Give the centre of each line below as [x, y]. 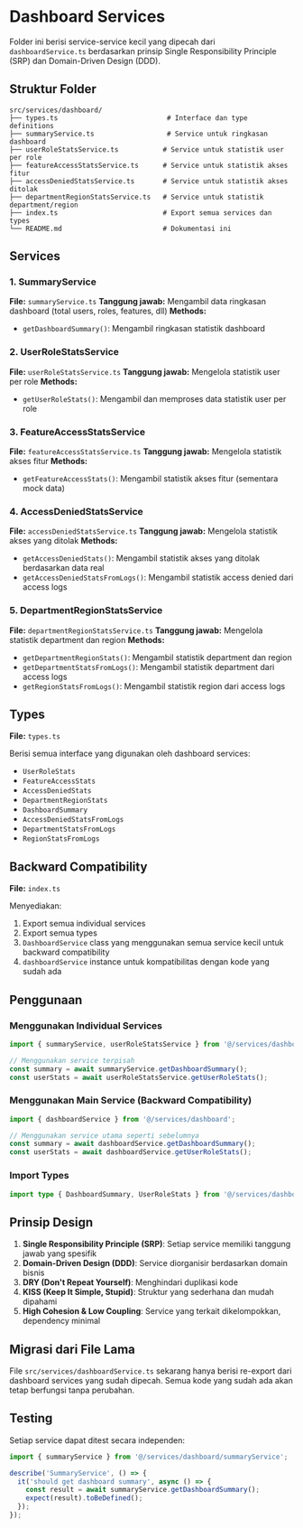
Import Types [39, 1176]
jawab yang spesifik [60, 1253]
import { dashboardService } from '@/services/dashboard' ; [123, 1119]
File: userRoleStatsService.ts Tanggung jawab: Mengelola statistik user [145, 371]
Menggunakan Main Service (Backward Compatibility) [131, 1101]
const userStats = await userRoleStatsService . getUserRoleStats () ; [139, 1077]
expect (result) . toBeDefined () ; [84, 1498]
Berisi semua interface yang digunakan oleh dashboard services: [130, 754]
